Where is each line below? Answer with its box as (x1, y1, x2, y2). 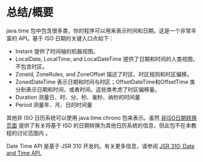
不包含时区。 (15, 62, 48, 70)
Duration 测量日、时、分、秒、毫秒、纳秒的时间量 (15, 93, 141, 101)
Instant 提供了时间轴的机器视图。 (15, 47, 99, 55)
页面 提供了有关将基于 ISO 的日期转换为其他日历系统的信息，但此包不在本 (6, 122, 191, 129)
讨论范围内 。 (17, 129, 51, 136)
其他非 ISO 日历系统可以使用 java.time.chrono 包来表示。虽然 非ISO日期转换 (6, 114, 197, 121)
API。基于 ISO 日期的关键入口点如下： (18, 34, 114, 42)
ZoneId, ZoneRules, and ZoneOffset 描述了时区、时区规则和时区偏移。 (15, 70, 193, 78)
